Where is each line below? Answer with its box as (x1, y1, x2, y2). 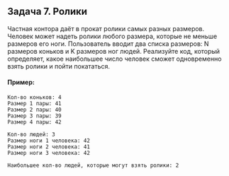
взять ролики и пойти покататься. (7, 61, 111, 70)
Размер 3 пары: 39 (7, 112, 62, 119)
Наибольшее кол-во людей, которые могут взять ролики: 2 (7, 162, 179, 169)
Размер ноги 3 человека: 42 (7, 150, 91, 157)
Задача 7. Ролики (7, 6, 87, 18)
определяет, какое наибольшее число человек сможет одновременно (7, 54, 222, 63)
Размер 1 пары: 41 (7, 100, 62, 107)
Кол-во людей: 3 (7, 131, 55, 139)
